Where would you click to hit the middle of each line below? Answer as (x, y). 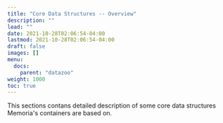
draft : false (26, 46)
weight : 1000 (26, 79)
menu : (15, 60)
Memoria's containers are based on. (60, 113)
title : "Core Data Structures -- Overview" (72, 14)
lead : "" (20, 27)
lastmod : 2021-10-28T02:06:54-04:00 (61, 40)
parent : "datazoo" (47, 72)
